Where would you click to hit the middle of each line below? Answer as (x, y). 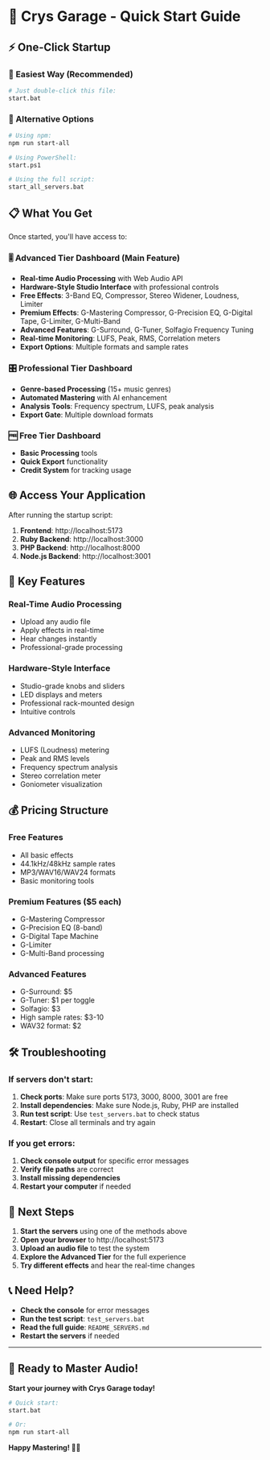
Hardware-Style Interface (59, 668)
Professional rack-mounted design (77, 703)
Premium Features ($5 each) (65, 901)
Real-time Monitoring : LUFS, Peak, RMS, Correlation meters (120, 338)
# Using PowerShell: (43, 157)
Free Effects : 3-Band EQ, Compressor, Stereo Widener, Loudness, (129, 296)
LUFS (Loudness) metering (65, 750)
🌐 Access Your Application (77, 496)
